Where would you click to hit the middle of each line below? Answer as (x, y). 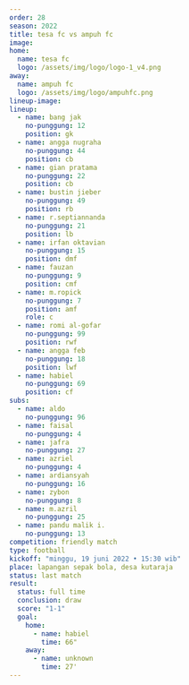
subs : (19, 401)
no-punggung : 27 (56, 450)
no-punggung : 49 (56, 201)
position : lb (49, 234)
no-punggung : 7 (53, 301)
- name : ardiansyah (53, 475)
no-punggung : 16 (56, 484)
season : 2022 (33, 26)
